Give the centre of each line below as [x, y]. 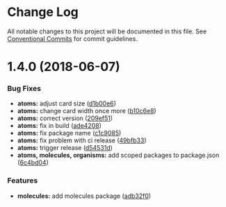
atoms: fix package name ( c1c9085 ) [69, 133]
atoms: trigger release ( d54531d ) [65, 148]
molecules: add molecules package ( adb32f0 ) [84, 196]
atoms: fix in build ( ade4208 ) [59, 126]
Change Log [43, 12]
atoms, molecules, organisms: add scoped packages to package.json [118, 155]
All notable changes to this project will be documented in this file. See [107, 31]
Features [23, 181]
